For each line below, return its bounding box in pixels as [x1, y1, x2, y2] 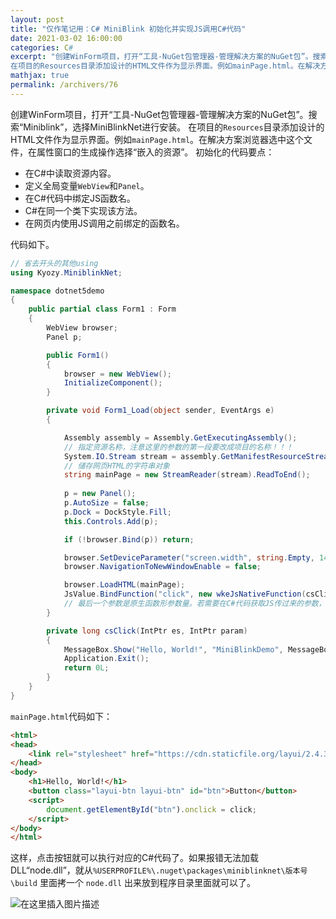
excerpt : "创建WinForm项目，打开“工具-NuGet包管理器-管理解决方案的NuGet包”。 [10, 52, 313, 62]
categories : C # [10, 42, 74, 53]
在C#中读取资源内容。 [24, 167, 117, 179]
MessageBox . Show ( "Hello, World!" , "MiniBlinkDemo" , [63, 644, 284, 655]
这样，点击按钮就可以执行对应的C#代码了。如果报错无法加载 [10, 852, 260, 864]
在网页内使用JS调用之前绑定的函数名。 [24, 217, 185, 229]
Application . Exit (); [63, 654, 150, 664]
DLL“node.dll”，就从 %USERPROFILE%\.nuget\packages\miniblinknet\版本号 [10, 864, 308, 876]
